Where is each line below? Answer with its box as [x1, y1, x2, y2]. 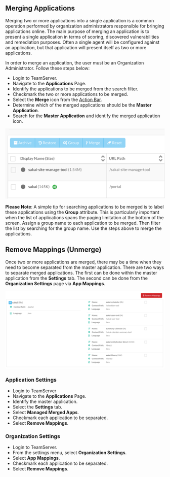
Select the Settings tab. [12, 404, 62, 410]
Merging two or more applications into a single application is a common [5, 17, 154, 23]
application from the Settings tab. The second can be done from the [5, 275, 148, 281]
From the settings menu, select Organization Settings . [12, 450, 127, 456]
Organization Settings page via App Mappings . [5, 280, 105, 286]
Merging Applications [5, 4, 75, 13]
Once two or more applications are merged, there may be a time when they [5, 259, 162, 265]
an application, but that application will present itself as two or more [5, 44, 147, 50]
